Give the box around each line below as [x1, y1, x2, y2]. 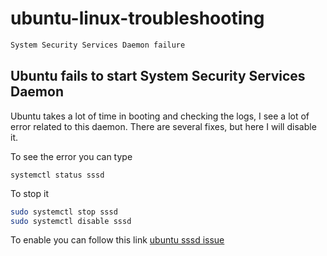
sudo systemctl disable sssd [10, 216, 132, 226]
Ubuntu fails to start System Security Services [10, 68, 306, 85]
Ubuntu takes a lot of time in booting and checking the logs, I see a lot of [10, 110, 310, 122]
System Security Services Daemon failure [10, 40, 186, 50]
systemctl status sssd [10, 170, 105, 180]
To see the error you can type [10, 150, 133, 162]
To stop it [10, 187, 49, 199]
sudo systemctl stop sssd [10, 207, 118, 217]
